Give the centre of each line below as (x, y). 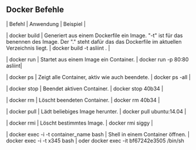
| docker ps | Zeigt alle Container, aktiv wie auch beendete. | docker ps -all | (98, 77)
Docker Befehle (35, 10)
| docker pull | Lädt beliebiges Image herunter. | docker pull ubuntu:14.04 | (96, 111)
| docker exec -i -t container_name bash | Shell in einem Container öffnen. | (98, 134)
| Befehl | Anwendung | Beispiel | (46, 24)
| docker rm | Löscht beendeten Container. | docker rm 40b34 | (83, 100)
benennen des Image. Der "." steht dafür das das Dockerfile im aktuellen (94, 41)
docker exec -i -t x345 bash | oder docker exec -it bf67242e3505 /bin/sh (95, 141)
